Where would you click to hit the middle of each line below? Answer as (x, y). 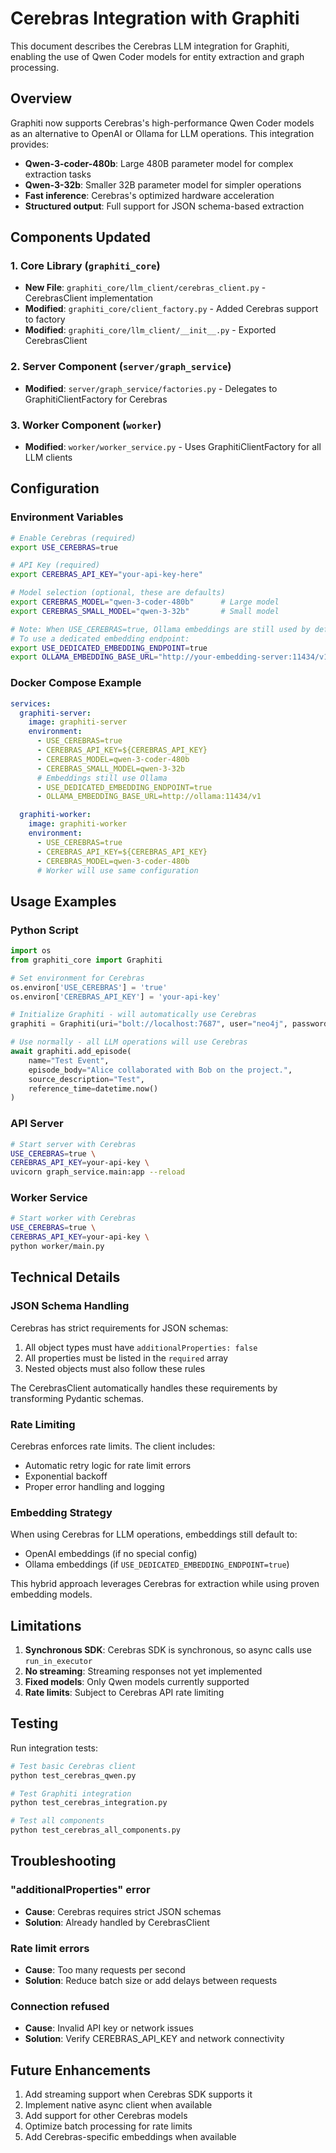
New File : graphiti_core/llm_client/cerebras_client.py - (145, 288)
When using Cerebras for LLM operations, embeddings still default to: (154, 1534)
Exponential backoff (66, 1476)
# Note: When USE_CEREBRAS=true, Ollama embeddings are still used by (160, 629)
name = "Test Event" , (69, 1060)
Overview (41, 98)
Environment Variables (67, 517)
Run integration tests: (54, 1748)
